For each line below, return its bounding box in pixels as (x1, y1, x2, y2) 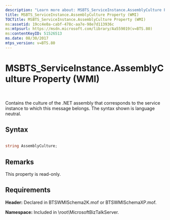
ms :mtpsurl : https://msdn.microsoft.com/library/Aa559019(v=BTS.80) (5, 26, 153, 32)
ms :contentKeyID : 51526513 (5, 31, 62, 36)
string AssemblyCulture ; (5, 143, 58, 149)
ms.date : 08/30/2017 (5, 36, 49, 41)
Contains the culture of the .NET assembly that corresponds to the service (5, 100, 160, 106)
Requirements (5, 186, 51, 195)
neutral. (5, 110, 21, 117)
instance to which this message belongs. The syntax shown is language (5, 105, 155, 111)
